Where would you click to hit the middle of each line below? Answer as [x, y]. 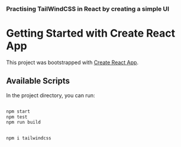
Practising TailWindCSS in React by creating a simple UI [88, 9]
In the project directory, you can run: [51, 95]
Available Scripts [38, 81]
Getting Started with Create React [91, 33]
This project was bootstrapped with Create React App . [72, 62]
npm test [17, 117]
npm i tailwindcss [29, 138]
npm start [18, 111]
